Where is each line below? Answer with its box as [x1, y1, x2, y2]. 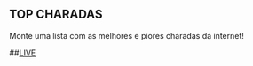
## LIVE [9, 48, 36, 58]
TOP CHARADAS [9, 7, 103, 22]
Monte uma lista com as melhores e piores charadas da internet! [9, 30, 244, 40]
